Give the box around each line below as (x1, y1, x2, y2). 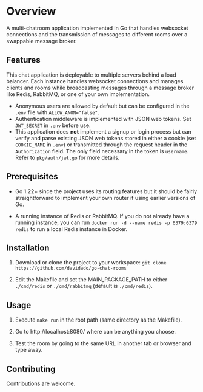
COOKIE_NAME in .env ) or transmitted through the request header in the (15, 141, 188, 148)
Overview (6, 4, 56, 18)
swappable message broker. (6, 37, 77, 44)
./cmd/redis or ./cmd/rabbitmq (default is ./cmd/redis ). (15, 283, 153, 290)
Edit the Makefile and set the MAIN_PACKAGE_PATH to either (15, 276, 168, 283)
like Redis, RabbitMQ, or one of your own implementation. (6, 90, 150, 98)
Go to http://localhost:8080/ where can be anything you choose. (15, 328, 176, 335)
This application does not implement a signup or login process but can (15, 128, 192, 135)
